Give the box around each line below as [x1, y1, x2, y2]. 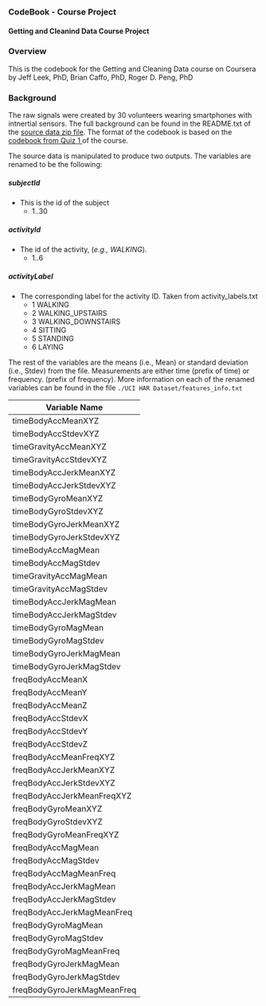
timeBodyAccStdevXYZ [12, 428, 100, 439]
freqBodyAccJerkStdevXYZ [12, 778, 115, 789]
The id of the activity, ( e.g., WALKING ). [19, 245, 147, 255]
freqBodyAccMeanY [12, 687, 88, 698]
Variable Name [45, 402, 104, 413]
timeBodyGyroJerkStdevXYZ [12, 532, 121, 543]
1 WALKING [31, 300, 69, 310]
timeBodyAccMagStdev [12, 558, 101, 569]
